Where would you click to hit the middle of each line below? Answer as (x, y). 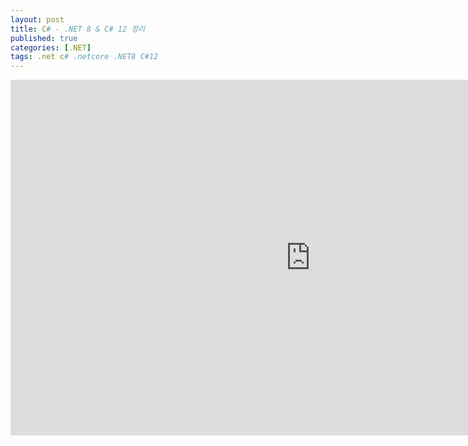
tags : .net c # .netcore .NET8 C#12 (84, 57)
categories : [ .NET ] (51, 47)
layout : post (37, 19)
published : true (44, 38)
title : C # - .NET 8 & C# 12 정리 (78, 29)
